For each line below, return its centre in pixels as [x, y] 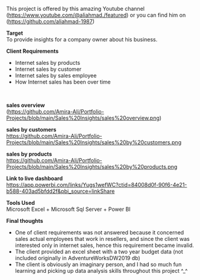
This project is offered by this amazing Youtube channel [75, 9]
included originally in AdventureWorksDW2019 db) [77, 258]
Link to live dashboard [35, 178]
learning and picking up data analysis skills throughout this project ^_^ [101, 271]
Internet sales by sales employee [56, 75]
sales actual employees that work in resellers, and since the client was [102, 239]
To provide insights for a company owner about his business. [82, 39]
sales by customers [31, 129]
